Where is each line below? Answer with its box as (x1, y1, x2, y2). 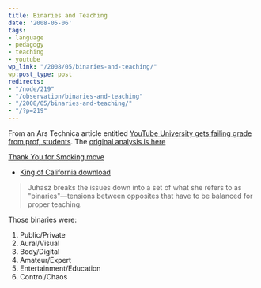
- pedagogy (8, 41, 44, 49)
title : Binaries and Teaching (8, 11, 108, 20)
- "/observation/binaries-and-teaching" (8, 92, 144, 100)
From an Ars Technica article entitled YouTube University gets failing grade (8, 129, 252, 138)
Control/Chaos (19, 272, 68, 281)
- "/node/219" (8, 84, 55, 93)
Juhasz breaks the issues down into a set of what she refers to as (27, 183, 242, 192)
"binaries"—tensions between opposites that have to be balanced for (27, 191, 253, 200)
